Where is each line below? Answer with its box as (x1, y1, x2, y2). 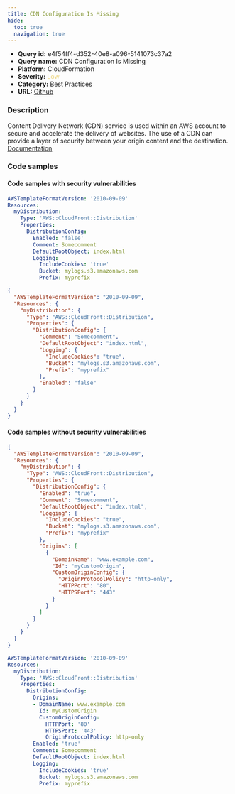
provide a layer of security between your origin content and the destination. (7, 136, 229, 145)
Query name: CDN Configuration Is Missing (17, 58, 146, 66)
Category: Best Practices (17, 80, 92, 89)
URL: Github (17, 87, 54, 96)
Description (7, 105, 49, 115)
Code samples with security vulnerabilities (7, 179, 136, 188)
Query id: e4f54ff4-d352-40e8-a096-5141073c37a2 (17, 50, 173, 58)
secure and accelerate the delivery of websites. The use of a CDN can (7, 129, 213, 137)
